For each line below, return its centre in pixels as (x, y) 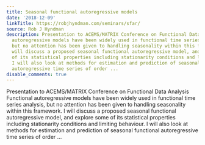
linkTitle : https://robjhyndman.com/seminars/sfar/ (73, 23)
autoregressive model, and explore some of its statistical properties (91, 118)
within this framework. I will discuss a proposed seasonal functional (91, 111)
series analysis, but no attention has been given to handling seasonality (96, 105)
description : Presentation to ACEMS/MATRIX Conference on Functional (97, 35)
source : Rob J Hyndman (35, 29)
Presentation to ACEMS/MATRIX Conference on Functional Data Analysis (98, 91)
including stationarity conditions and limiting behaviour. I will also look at (97, 124)
